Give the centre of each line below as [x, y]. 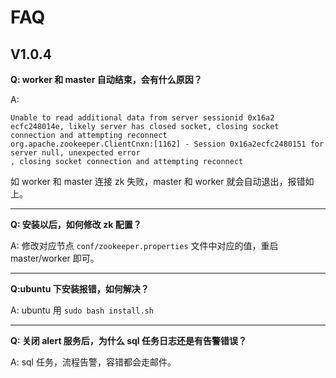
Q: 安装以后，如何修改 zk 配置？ [76, 224]
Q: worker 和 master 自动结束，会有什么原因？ [106, 79]
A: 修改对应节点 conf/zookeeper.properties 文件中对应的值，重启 [144, 245]
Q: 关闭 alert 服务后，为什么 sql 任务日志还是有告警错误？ [128, 340]
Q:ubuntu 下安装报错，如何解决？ [80, 289]
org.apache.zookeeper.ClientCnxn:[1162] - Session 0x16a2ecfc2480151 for [167, 144]
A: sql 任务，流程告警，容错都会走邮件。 [93, 362]
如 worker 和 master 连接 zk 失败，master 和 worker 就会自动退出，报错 [158, 181]
